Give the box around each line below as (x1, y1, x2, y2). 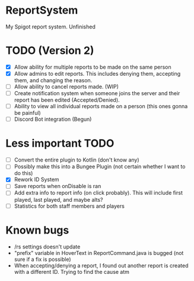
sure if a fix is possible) (14, 256, 71, 263)
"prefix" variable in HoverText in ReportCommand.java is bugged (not (14, 249, 184, 256)
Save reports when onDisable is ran (14, 183, 101, 190)
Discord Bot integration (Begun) (14, 116, 92, 123)
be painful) (14, 109, 41, 117)
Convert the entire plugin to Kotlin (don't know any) (14, 156, 140, 163)
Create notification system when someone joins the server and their (14, 90, 180, 97)
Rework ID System (14, 176, 60, 183)
